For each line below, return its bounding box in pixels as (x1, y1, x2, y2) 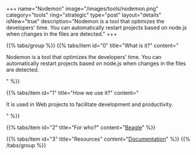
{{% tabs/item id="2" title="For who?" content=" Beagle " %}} (6, 124, 156, 131)
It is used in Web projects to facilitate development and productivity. (6, 101, 173, 108)
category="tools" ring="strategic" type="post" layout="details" (6, 11, 162, 18)
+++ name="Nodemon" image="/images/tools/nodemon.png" (6, 5, 159, 12)
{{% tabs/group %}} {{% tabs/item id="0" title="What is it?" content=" (6, 42, 179, 49)
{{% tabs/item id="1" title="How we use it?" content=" (6, 89, 139, 96)
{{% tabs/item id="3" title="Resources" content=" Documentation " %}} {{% (6, 135, 191, 142)
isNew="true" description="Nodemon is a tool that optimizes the (6, 18, 165, 24)
